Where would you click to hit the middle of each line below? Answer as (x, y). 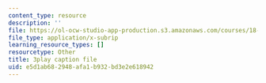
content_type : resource (47, 15)
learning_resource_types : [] (56, 45)
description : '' (35, 23)
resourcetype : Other (42, 52)
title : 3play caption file (53, 60)
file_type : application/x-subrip (63, 38)
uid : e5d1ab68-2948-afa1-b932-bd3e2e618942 (81, 67)
